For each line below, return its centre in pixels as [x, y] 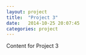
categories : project [32, 29]
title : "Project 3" [32, 18]
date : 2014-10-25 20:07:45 [43, 23]
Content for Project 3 [32, 46]
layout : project [27, 12]
